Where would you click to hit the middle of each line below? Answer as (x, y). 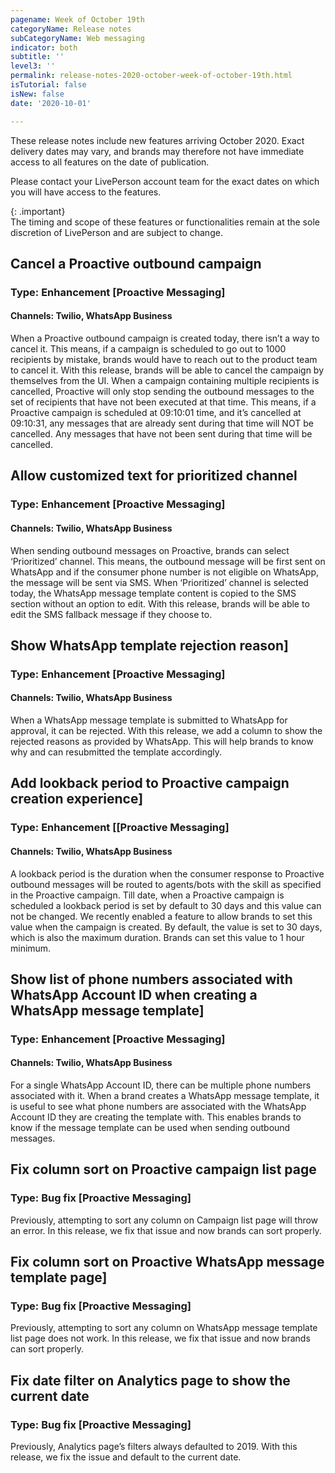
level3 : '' (33, 66)
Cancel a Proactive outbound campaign (136, 263)
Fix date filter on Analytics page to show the (150, 1380)
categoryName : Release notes (71, 29)
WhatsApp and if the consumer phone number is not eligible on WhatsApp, (165, 572)
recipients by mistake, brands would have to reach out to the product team (164, 360)
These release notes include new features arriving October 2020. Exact (157, 140)
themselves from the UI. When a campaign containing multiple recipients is (165, 381)
